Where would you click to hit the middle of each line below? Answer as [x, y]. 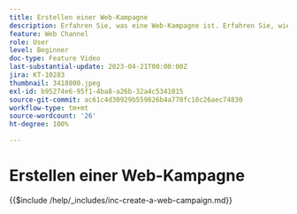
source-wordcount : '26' [53, 116]
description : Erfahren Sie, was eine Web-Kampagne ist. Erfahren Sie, [142, 26]
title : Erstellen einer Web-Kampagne [79, 17]
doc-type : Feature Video [55, 58]
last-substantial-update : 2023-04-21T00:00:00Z [99, 67]
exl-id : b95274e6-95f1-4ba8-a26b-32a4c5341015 [96, 91]
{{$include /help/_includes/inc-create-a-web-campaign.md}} [121, 200]
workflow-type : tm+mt [49, 108]
